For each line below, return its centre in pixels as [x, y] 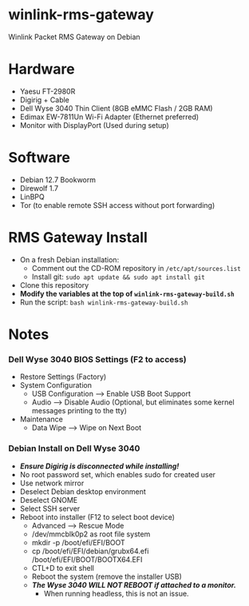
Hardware [41, 69]
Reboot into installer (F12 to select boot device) [97, 516]
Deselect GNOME [49, 500]
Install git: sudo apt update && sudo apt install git [118, 277]
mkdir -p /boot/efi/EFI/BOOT [78, 542]
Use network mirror [52, 483]
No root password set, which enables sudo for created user [118, 474]
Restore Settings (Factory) [63, 377]
